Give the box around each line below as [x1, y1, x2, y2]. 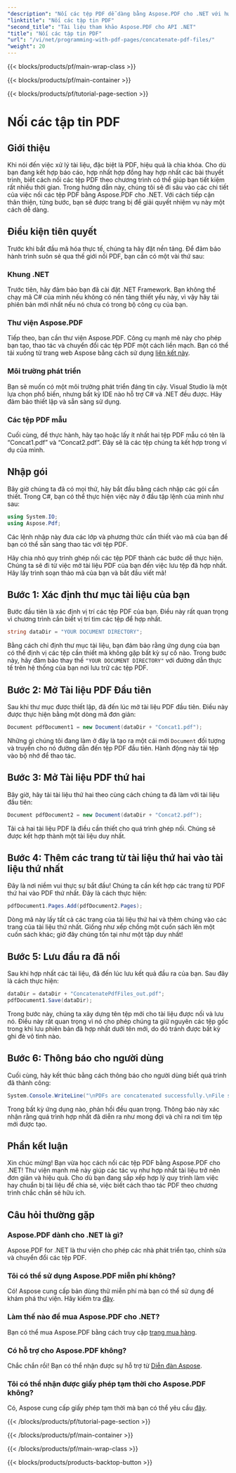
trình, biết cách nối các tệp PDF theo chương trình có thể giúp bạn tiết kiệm [7, 176, 225, 183]
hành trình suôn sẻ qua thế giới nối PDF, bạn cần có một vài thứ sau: [7, 252, 205, 260]
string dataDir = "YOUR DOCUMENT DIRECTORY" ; [7, 628, 143, 636]
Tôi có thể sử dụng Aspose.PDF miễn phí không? [7, 1271, 176, 1280]
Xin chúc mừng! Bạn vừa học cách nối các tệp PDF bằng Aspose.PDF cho [7, 1159, 221, 1167]
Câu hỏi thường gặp [7, 1209, 95, 1221]
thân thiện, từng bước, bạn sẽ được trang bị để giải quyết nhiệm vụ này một [7, 198, 225, 206]
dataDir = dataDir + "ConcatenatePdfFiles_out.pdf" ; [7, 990, 165, 998]
